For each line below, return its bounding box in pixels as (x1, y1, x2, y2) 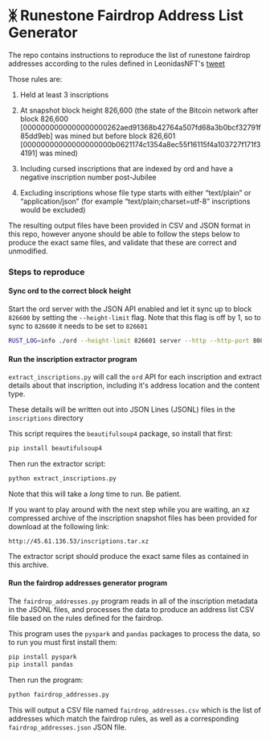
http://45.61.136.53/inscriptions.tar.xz (8, 537, 149, 545)
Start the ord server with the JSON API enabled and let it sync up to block (8, 304, 252, 314)
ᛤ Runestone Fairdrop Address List (8, 6, 243, 25)
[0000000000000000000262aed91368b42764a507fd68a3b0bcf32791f (19, 122, 261, 132)
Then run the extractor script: (8, 459, 106, 469)
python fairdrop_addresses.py (8, 690, 110, 698)
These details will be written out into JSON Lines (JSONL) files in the (8, 405, 235, 414)
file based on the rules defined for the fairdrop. (8, 614, 164, 623)
